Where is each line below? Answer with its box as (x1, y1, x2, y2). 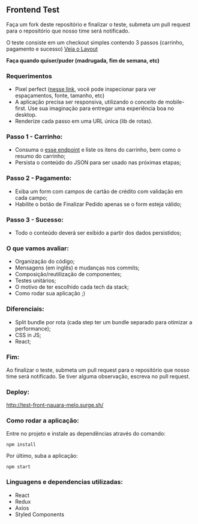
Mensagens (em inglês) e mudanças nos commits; (14, 264, 140, 271)
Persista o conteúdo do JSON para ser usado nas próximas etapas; (14, 159, 181, 166)
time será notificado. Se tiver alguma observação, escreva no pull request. (6, 372, 190, 380)
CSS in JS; (14, 331, 41, 339)
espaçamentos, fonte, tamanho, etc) (14, 92, 105, 99)
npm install (6, 442, 36, 448)
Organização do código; (14, 258, 75, 265)
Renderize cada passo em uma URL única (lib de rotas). (14, 117, 153, 125)
